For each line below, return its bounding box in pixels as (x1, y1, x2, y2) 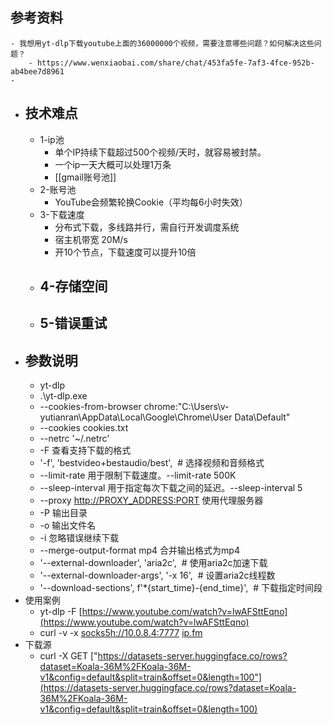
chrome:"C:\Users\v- (143, 401, 230, 413)
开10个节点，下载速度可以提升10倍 (54, 246, 197, 258)
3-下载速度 (39, 208, 85, 220)
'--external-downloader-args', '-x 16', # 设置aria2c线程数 (39, 569, 276, 582)
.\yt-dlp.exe (39, 390, 88, 402)
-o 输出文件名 (39, 519, 97, 532)
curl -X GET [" (39, 650, 98, 662)
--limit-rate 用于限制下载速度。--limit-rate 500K (39, 469, 237, 482)
